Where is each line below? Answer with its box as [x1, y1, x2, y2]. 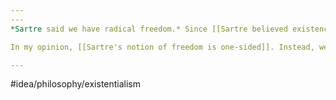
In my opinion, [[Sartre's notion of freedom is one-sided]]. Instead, [10, 42, 315, 52]
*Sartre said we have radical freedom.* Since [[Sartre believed [10, 24, 288, 34]
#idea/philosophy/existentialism [10, 78, 142, 90]
